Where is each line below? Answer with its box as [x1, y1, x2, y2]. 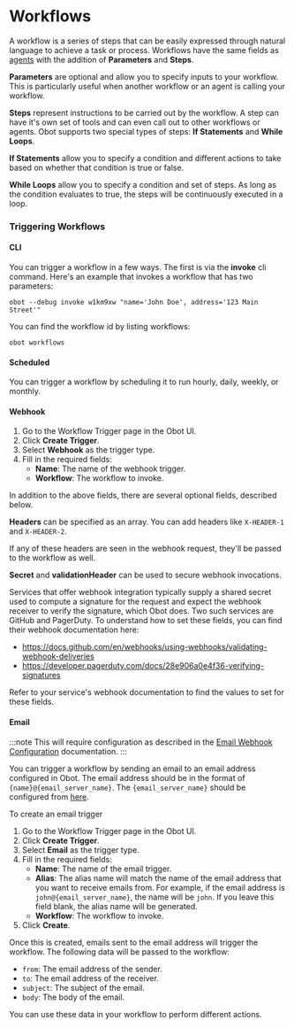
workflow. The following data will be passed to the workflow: [9, 946, 230, 957]
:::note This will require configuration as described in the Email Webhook [9, 737, 274, 747]
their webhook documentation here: [9, 624, 139, 635]
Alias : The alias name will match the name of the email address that [34, 872, 282, 883]
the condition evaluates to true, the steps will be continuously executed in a [9, 189, 284, 199]
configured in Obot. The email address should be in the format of [9, 772, 245, 783]
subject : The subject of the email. [21, 982, 146, 993]
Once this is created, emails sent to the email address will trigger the [9, 937, 259, 947]
